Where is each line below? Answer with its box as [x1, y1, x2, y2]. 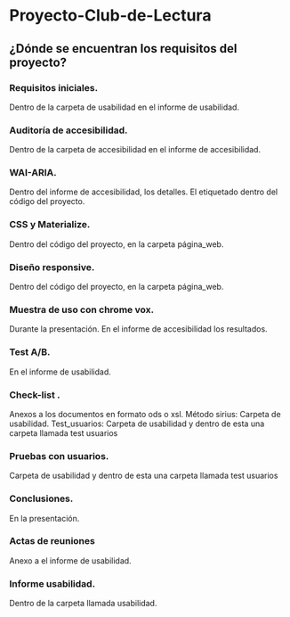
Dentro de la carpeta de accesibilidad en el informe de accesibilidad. [9, 144, 261, 155]
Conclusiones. [9, 492, 74, 505]
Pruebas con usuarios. [9, 449, 109, 462]
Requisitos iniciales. [9, 81, 99, 94]
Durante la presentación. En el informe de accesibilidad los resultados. [9, 324, 269, 334]
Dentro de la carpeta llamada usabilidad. [9, 598, 157, 609]
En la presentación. [9, 513, 80, 523]
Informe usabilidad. [9, 577, 96, 589]
